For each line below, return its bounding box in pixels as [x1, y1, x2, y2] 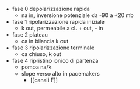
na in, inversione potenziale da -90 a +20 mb [21, 12, 134, 19]
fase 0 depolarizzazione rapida [12, 5, 90, 12]
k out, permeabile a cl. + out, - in [21, 24, 103, 32]
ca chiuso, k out [21, 51, 62, 57]
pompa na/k [21, 63, 52, 71]
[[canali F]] [30, 76, 58, 84]
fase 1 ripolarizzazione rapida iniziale [12, 18, 105, 25]
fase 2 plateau [12, 31, 49, 38]
